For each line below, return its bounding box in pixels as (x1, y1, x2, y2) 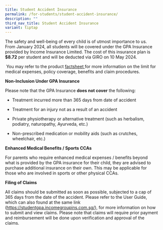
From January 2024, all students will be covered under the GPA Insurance (5, 44, 153, 50)
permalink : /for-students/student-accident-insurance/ (5, 12, 118, 17)
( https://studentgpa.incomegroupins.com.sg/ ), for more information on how (5, 205, 156, 211)
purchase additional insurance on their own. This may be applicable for (5, 165, 147, 171)
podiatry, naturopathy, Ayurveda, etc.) (12, 121, 88, 127)
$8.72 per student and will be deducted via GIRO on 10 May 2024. (5, 54, 137, 60)
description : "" (5, 16, 38, 21)
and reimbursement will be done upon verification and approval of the (5, 215, 145, 221)
